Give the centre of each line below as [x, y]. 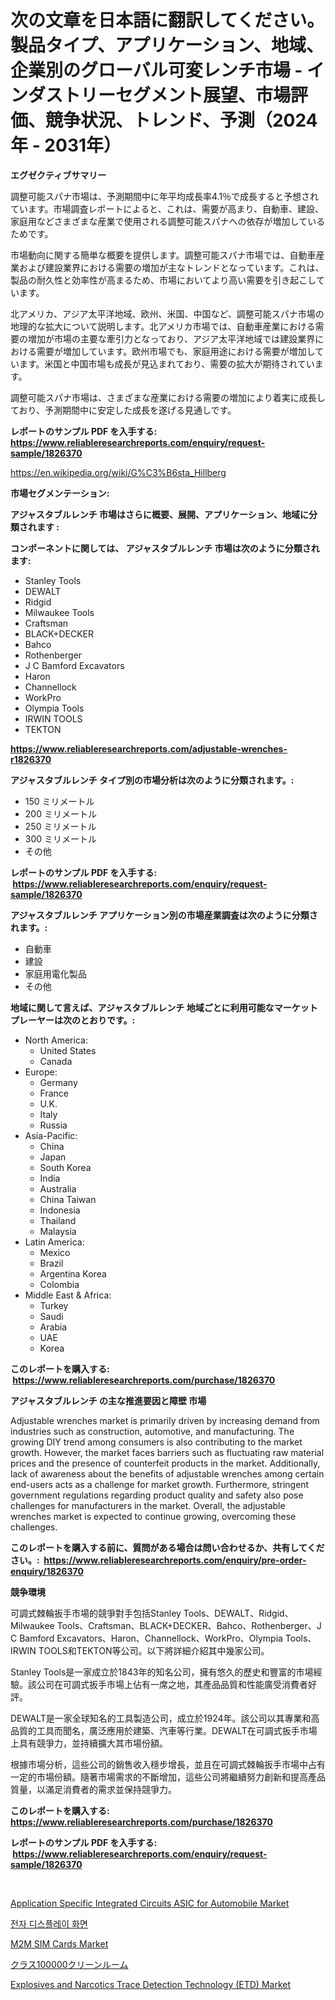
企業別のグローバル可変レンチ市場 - [156, 70]
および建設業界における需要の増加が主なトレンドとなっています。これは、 [171, 267]
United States [68, 1050]
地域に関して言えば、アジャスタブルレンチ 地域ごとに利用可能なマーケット [164, 1007]
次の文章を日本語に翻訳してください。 [167, 20]
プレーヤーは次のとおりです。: [73, 1020]
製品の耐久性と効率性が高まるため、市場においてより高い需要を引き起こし [163, 280]
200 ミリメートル [60, 813]
